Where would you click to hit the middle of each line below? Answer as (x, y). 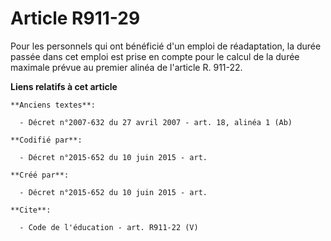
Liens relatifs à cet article (64, 86)
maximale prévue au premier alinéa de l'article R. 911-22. (126, 67)
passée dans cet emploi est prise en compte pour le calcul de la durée (155, 56)
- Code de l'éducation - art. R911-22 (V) (109, 227)
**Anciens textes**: (53, 105)
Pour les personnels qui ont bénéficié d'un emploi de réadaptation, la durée (166, 46)
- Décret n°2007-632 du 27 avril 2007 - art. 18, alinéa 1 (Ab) (156, 122)
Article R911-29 (75, 18)
